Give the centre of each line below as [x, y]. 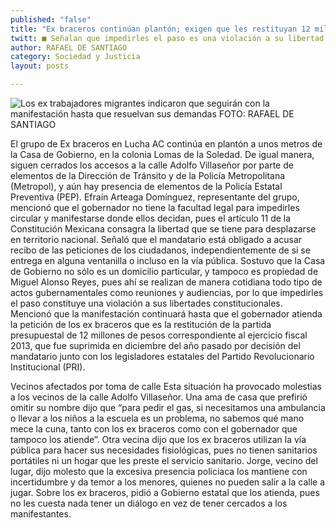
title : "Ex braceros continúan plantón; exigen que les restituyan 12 [160, 29]
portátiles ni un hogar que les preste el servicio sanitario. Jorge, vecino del [164, 460]
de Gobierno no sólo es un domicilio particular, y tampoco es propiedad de [164, 271]
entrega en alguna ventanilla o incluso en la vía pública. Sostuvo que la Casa [168, 260]
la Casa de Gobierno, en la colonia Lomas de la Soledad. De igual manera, [162, 154]
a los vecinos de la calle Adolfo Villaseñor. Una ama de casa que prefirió [159, 397]
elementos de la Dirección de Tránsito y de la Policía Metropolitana [148, 175]
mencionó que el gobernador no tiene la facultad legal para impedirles [155, 207]
